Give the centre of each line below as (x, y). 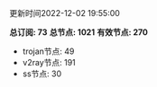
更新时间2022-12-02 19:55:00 (65, 13)
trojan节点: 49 (48, 51)
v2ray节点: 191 (49, 62)
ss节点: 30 (42, 74)
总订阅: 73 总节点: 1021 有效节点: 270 (79, 32)
